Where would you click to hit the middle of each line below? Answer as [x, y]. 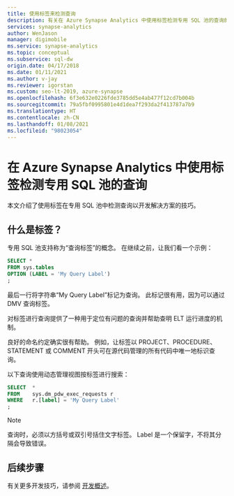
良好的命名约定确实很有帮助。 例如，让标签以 [72, 342]
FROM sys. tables [31, 268]
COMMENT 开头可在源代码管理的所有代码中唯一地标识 [131, 351]
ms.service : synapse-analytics [53, 46]
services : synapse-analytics [49, 27]
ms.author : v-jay [32, 79]
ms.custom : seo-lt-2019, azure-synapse [65, 92]
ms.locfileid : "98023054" [45, 131]
